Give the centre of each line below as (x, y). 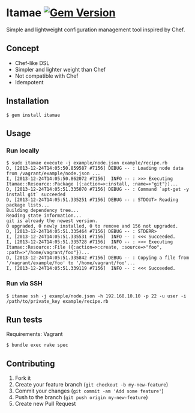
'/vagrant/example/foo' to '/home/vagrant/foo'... (71, 263)
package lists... (28, 205)
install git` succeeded (36, 195)
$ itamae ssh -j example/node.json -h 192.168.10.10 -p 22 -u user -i (96, 296)
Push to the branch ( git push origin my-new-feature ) (81, 397)
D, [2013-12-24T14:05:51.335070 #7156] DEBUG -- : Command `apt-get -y (97, 190)
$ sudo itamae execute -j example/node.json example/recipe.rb (87, 163)
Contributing (31, 363)
